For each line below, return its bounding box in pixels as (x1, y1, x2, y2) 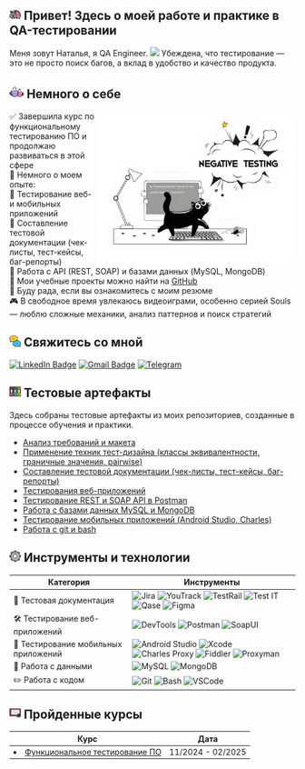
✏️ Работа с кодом (13, 674, 84, 685)
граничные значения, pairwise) (22, 455, 143, 467)
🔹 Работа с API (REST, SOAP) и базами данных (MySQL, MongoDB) (9, 265, 266, 276)
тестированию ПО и (9, 130, 87, 141)
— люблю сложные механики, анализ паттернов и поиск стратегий (9, 308, 272, 319)
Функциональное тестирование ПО (25, 746, 162, 757)
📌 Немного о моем (9, 169, 83, 180)
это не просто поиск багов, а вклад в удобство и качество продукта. (9, 57, 277, 68)
